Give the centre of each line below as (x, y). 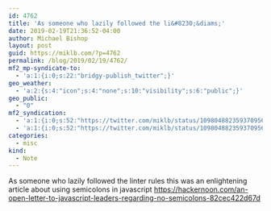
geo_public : (28, 98)
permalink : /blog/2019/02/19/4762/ (68, 61)
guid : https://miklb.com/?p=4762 (65, 53)
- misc (27, 143)
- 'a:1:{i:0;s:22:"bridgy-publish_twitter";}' (95, 76)
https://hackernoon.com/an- (201, 189)
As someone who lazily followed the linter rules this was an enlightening (128, 181)
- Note (27, 158)
